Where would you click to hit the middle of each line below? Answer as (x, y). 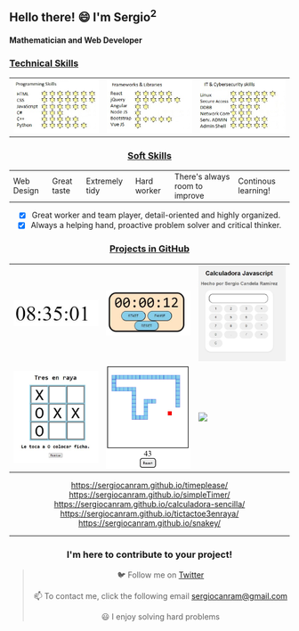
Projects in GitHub (149, 249)
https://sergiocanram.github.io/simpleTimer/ (149, 495)
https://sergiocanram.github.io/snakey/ (149, 523)
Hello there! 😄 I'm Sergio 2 (83, 16)
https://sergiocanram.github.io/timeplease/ (149, 486)
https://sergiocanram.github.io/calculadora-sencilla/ (149, 504)
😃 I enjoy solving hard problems (161, 616)
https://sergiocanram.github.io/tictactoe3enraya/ (149, 514)
